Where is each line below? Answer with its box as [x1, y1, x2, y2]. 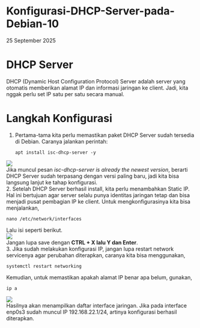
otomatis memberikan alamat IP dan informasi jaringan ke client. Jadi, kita [6, 84, 189, 91]
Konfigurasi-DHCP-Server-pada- [6, 4, 175, 18]
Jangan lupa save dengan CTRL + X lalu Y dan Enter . [6, 238, 138, 246]
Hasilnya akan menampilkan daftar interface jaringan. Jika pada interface [6, 302, 187, 309]
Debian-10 [6, 17, 59, 31]
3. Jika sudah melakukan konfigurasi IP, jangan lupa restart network [6, 245, 174, 252]
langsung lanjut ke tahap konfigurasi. [6, 178, 98, 186]
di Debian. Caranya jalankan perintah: [14, 138, 108, 145]
